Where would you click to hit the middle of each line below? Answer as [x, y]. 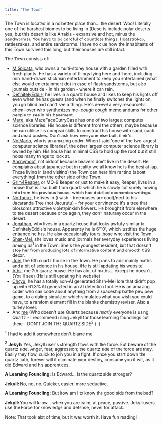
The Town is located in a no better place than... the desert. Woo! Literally [78, 23]
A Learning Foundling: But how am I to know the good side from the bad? [79, 393]
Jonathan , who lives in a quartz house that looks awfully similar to [78, 223]
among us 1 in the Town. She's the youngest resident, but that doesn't [82, 245]
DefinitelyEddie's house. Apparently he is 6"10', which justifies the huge [84, 229]
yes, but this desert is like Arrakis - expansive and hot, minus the [70, 34]
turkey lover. [25, 307]
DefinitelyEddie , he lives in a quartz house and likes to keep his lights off [85, 94]
